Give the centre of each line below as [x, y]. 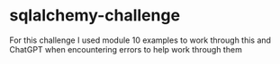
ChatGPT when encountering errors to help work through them [126, 49]
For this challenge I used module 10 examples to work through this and [140, 40]
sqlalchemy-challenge [95, 16]
